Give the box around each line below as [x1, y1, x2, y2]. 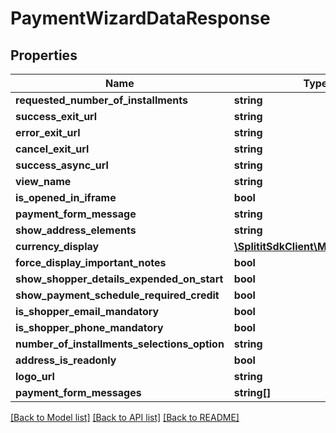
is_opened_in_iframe [15, 191, 117, 204]
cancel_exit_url [15, 142, 90, 156]
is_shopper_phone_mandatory [15, 321, 164, 334]
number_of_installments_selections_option [15, 337, 225, 351]
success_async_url [15, 158, 109, 172]
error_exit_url [15, 126, 81, 139]
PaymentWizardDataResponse [10, 7, 271, 30]
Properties [10, 47, 78, 64]
